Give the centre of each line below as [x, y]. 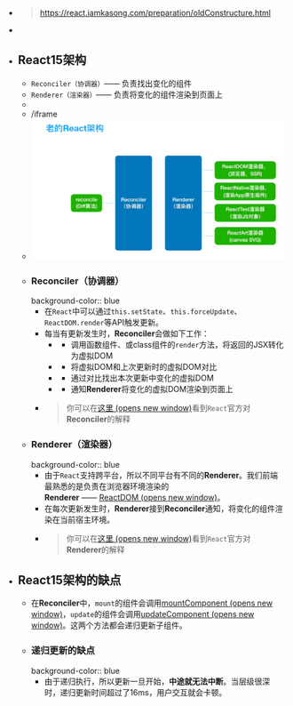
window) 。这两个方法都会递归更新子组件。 [109, 625]
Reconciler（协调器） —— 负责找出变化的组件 [111, 83]
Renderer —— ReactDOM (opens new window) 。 [135, 497]
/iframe [44, 114]
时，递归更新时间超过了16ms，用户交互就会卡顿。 [135, 692]
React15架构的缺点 [69, 580]
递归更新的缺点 [63, 651]
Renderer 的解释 [95, 550]
